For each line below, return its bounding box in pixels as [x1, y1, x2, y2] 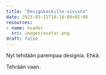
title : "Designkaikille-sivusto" [6, 8, 88, 15]
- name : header [6, 25, 44, 31]
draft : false [6, 36, 38, 42]
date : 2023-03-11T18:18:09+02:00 [6, 14, 88, 20]
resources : [6, 19, 33, 25]
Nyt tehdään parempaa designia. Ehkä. [6, 52, 100, 59]
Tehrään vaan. [6, 63, 41, 70]
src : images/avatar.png [11, 30, 69, 36]
